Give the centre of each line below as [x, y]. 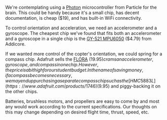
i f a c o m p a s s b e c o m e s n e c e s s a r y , [39, 75]
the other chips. [22, 91]
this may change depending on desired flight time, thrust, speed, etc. [77, 112]
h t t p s [12, 86]
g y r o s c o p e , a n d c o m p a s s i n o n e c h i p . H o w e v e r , [52, 65]
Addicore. [15, 44]
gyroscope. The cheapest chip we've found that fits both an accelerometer [83, 33]
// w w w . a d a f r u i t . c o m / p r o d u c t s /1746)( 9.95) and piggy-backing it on [91, 86]
